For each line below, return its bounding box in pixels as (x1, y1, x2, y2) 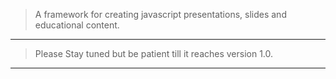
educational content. (34, 19, 120, 31)
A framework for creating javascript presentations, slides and (34, 9, 287, 20)
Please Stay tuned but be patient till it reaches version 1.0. (34, 48, 274, 59)
